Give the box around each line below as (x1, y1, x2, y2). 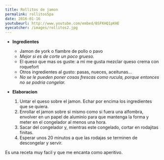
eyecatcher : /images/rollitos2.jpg (5, 25, 78, 30)
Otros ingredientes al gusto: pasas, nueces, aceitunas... (19, 69, 132, 75)
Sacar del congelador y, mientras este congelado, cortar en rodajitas (19, 124, 159, 130)
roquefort (19, 64, 39, 70)
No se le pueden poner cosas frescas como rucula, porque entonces (19, 74, 160, 80)
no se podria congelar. (19, 79, 66, 86)
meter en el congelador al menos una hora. (19, 119, 107, 125)
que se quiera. (19, 104, 49, 110)
